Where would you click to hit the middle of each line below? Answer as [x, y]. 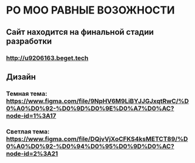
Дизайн [21, 77]
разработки [29, 41]
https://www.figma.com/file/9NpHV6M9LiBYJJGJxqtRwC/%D [97, 101]
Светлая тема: [28, 131]
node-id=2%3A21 [32, 154]
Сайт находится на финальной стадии [80, 32]
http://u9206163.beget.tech [47, 58]
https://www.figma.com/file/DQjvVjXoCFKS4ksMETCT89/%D [97, 139]
